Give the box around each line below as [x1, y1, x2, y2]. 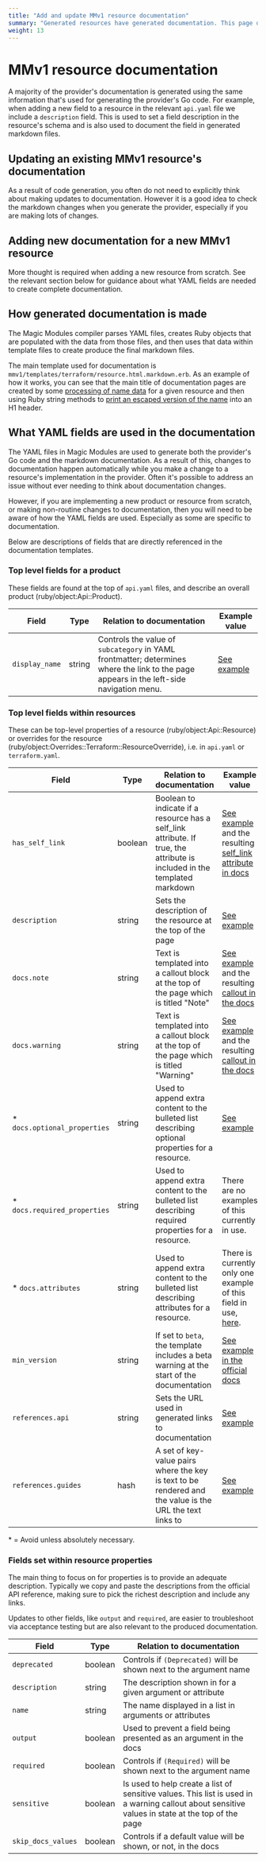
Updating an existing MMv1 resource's [8, 152, 202, 165]
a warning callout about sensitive [122, 1798, 245, 1810]
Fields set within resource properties [8, 1555, 153, 1566]
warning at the [155, 1360, 209, 1371]
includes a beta [155, 1350, 212, 1361]
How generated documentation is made [8, 307, 207, 321]
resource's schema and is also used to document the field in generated [8, 121, 241, 130]
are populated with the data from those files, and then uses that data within [8, 337, 253, 346]
